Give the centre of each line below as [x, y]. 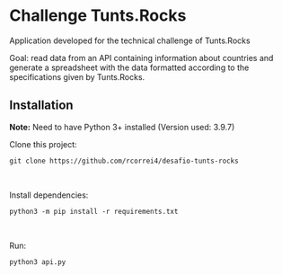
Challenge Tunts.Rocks [98, 16]
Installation [41, 106]
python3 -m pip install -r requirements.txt [94, 211]
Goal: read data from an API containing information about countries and [141, 58]
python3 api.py [38, 262]
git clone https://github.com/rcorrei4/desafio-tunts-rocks [124, 161]
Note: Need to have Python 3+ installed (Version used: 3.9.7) [122, 127]
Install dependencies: [49, 195]
